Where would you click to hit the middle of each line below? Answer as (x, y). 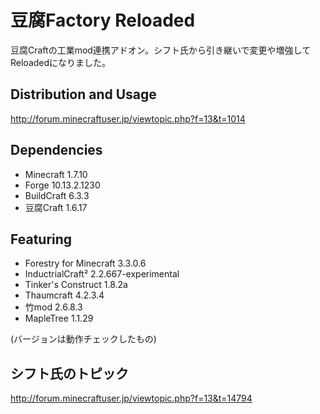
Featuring (41, 239)
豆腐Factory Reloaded (103, 20)
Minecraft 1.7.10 (56, 174)
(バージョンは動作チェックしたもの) (83, 339)
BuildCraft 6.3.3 (57, 195)
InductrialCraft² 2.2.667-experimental (102, 274)
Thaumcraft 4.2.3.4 (64, 295)
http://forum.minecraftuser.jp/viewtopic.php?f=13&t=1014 (128, 118)
